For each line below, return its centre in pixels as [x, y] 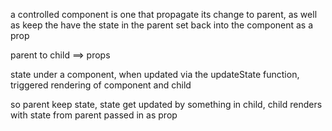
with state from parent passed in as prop [94, 115]
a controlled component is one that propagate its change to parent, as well [164, 14]
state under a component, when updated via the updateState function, [155, 74]
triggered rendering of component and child [101, 85]
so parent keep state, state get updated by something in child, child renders [166, 104]
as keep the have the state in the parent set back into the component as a [162, 25]
